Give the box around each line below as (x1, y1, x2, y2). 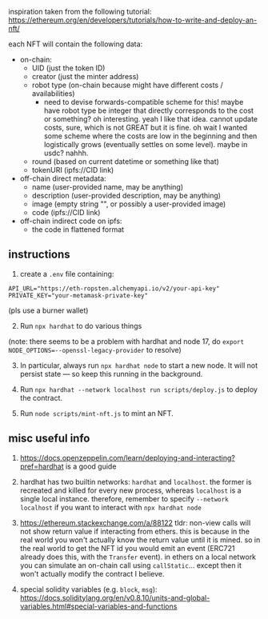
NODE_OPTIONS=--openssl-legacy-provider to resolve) (8, 345, 182, 354)
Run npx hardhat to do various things (19, 321, 142, 330)
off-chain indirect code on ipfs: (19, 216, 122, 226)
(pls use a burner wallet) (8, 306, 89, 315)
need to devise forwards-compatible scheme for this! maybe (43, 98, 244, 106)
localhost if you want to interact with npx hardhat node (19, 502, 202, 512)
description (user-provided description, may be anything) (31, 191, 222, 200)
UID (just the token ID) (31, 63, 106, 73)
